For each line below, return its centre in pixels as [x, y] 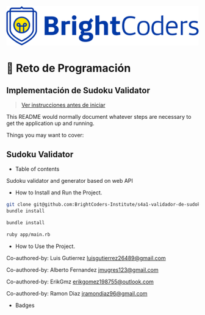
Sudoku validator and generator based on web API [70, 181]
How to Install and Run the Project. [59, 193]
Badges [25, 305]
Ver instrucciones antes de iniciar [63, 105]
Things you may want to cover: [45, 135]
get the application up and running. [50, 123]
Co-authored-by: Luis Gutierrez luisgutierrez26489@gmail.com [86, 258]
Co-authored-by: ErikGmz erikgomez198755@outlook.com [80, 281]
